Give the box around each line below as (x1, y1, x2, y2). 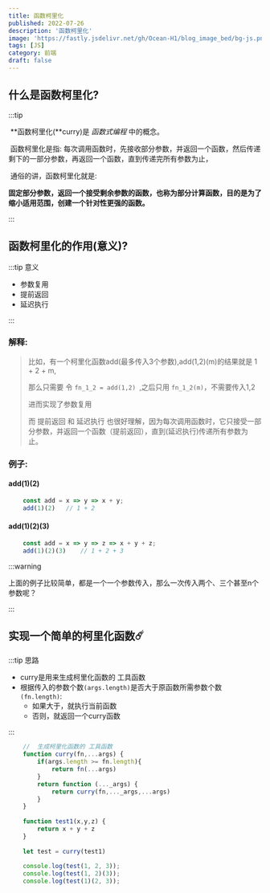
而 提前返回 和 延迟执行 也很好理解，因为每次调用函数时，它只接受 (27, 416, 247, 426)
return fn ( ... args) (51, 765, 117, 773)
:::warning (8, 561, 42, 571)
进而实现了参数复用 (27, 399, 92, 409)
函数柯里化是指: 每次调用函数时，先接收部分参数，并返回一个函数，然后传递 (10, 144, 261, 153)
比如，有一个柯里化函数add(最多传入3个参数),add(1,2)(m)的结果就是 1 (27, 357, 258, 366)
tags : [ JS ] (8, 42, 45, 50)
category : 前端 (8, 49, 57, 57)
